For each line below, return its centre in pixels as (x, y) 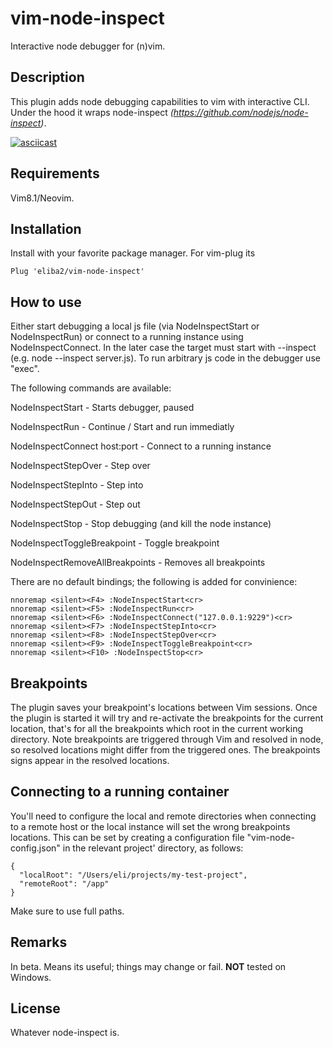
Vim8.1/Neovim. (42, 198)
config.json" (35, 848)
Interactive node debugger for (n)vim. (88, 46)
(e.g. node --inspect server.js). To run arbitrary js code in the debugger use (165, 358)
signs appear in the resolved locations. (90, 760)
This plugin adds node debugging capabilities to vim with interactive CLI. (160, 101)
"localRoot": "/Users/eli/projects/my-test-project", (133, 875)
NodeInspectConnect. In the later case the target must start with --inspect (163, 348)
